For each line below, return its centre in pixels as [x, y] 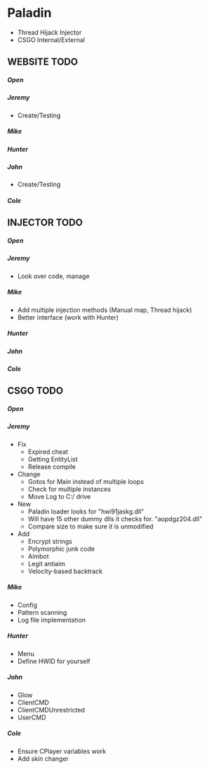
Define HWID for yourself [54, 661]
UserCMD [32, 717]
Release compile [52, 466]
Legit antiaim [46, 563]
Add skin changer [43, 758]
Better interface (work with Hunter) [68, 317]
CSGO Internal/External [51, 39]
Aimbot [38, 556]
